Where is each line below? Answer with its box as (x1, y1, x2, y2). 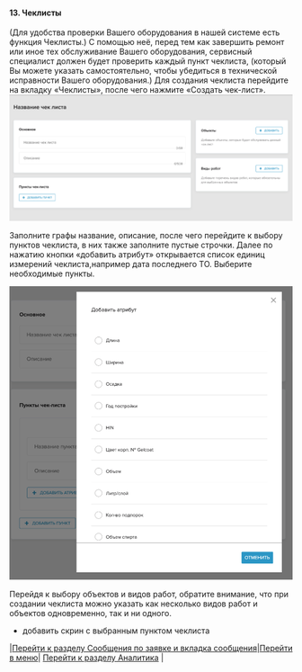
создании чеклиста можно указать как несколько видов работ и (9, 598, 258, 609)
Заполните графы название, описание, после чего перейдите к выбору (9, 229, 283, 240)
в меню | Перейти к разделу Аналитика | (9, 652, 164, 663)
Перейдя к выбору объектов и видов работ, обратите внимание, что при (9, 589, 289, 600)
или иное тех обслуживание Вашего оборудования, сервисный (9, 46, 253, 58)
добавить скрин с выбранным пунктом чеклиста (22, 625, 210, 636)
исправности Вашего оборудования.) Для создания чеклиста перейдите (9, 75, 289, 85)
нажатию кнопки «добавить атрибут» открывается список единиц (9, 248, 265, 260)
